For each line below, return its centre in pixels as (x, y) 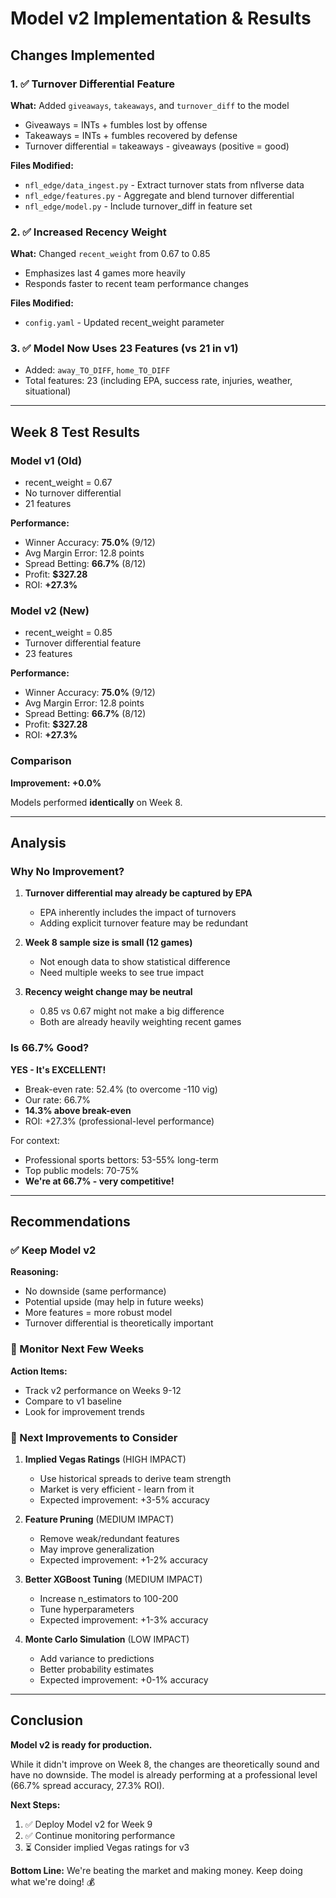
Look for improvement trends (84, 1411)
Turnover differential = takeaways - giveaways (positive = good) (157, 146)
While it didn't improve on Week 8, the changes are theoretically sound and (165, 1764)
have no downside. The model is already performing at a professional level (164, 1774)
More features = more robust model (98, 1313)
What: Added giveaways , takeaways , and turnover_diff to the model (150, 105)
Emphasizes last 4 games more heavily (105, 273)
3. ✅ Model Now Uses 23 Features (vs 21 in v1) (124, 349)
